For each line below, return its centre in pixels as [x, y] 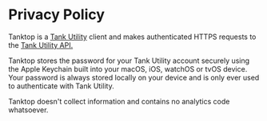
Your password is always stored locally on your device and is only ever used [134, 77]
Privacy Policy [57, 15]
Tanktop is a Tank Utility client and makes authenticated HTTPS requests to [132, 37]
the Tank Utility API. [41, 45]
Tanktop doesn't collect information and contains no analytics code [119, 101]
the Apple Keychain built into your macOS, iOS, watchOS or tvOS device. [128, 68]
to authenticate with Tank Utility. [61, 86]
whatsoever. [28, 110]
